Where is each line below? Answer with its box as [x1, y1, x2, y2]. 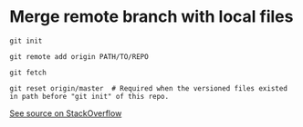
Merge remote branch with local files [9, 6, 294, 27]
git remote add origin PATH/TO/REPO [9, 52, 149, 61]
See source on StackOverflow [9, 107, 122, 119]
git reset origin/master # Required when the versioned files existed [9, 83, 287, 93]
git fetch [9, 68, 47, 77]
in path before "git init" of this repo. [9, 92, 170, 101]
